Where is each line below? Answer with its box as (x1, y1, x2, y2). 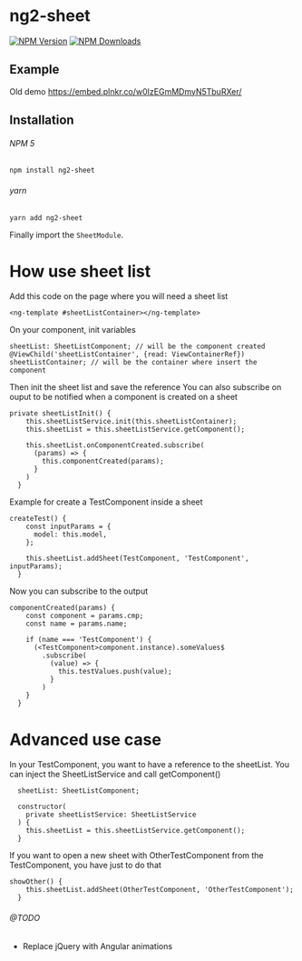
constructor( (17, 802, 67, 812)
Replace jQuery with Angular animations (22, 940, 173, 951)
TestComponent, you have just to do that (9, 860, 161, 871)
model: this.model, (33, 530, 107, 539)
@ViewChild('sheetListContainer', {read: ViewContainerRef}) (9, 350, 246, 359)
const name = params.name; (25, 619, 128, 628)
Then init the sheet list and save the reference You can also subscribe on (9, 382, 282, 393)
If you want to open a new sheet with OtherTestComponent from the (9, 850, 265, 861)
